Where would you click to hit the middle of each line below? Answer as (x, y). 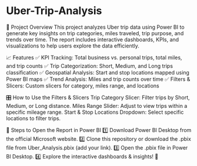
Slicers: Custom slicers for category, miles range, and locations (83, 86)
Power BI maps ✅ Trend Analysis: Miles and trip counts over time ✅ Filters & (98, 79)
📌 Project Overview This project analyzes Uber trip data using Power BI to (95, 27)
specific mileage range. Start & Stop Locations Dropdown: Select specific (95, 112)
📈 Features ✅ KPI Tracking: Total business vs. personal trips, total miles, (94, 57)
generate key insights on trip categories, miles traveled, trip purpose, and (95, 33)
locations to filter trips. (33, 118)
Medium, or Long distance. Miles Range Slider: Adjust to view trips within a (97, 106)
